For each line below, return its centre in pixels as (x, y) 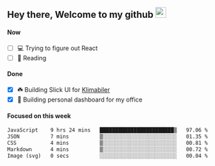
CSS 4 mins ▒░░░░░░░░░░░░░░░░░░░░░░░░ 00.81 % (107, 143)
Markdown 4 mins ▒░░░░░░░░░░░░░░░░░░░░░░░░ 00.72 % (107, 149)
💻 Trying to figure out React (57, 48)
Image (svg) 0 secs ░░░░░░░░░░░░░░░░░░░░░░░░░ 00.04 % (107, 156)
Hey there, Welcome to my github (80, 15)
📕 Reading (32, 58)
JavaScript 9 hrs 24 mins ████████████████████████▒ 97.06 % (107, 130)
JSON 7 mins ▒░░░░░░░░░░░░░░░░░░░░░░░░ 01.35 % (107, 137)
